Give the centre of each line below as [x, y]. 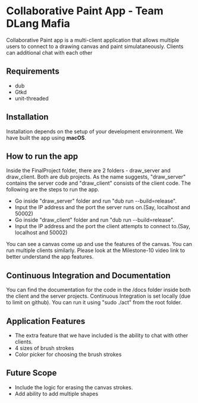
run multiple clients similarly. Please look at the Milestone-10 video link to [96, 250]
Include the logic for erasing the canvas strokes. [74, 387]
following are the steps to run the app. [53, 190]
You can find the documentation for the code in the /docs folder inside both [99, 290]
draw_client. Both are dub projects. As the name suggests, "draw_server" [96, 177]
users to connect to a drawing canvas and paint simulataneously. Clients [95, 46]
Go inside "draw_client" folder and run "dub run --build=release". [94, 220]
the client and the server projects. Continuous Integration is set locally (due [98, 296]
